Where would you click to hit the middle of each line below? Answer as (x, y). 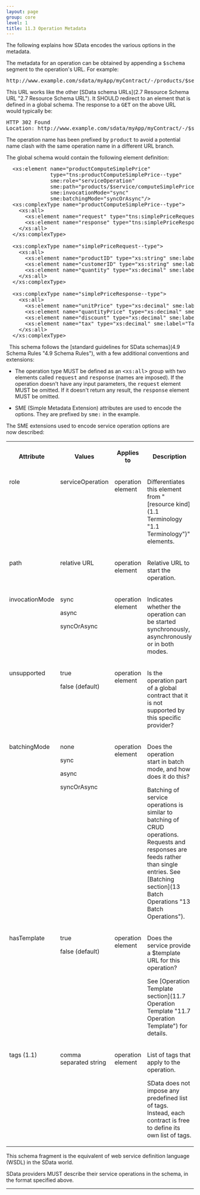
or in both (160, 644)
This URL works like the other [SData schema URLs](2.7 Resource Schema (98, 92)
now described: (25, 432)
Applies (128, 453)
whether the (164, 607)
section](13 (163, 887)
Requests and (166, 842)
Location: (20, 128)
